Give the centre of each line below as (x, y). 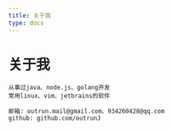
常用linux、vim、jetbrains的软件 (59, 96)
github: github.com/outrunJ (55, 119)
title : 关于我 (30, 15)
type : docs (26, 23)
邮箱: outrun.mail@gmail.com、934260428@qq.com (86, 112)
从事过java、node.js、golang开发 (59, 88)
